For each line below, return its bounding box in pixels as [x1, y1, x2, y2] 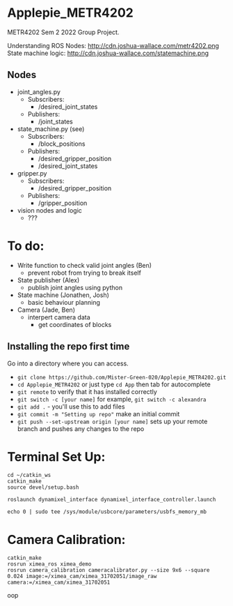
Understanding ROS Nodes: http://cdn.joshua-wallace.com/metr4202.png [7, 41, 219, 50]
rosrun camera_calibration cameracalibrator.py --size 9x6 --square [7, 567, 210, 574]
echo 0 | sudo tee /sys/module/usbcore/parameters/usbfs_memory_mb [7, 508, 207, 515]
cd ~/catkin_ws [7, 472, 51, 479]
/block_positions [38, 139, 86, 148]
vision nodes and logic [17, 206, 82, 214]
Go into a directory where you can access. [7, 359, 129, 368]
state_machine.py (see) [17, 124, 85, 133]
